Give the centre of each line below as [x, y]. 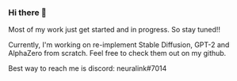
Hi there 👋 [28, 13]
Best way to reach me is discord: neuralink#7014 [88, 68]
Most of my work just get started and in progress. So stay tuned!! [114, 30]
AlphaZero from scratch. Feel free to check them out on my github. [117, 53]
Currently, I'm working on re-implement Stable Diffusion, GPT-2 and [119, 45]
